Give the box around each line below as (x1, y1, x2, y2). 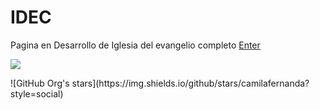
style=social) (10, 87, 64, 100)
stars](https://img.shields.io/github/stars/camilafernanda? (71, 77, 310, 89)
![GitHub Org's (10, 77, 70, 89)
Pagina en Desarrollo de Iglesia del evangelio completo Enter (10, 39, 261, 51)
